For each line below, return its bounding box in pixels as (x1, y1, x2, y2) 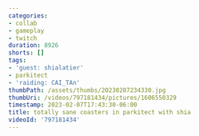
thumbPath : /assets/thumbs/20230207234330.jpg (8, 86, 166, 94)
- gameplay (8, 26, 45, 34)
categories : (8, 11, 48, 20)
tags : (8, 57, 26, 65)
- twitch (8, 34, 38, 42)
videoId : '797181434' (8, 116, 81, 124)
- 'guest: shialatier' (8, 64, 84, 72)
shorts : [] (8, 49, 45, 57)
